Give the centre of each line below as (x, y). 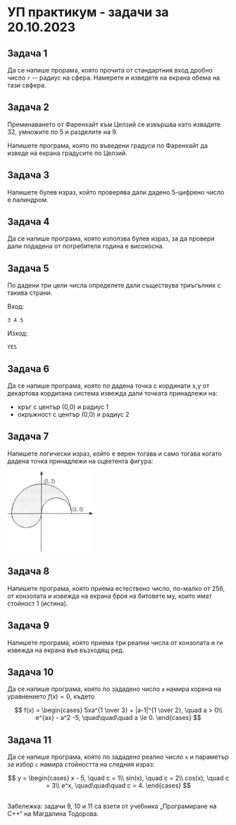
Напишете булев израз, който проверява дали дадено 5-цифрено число (116, 192)
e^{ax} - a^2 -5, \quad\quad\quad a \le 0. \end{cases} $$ (118, 718)
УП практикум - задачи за (88, 12)
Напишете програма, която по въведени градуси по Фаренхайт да (107, 145)
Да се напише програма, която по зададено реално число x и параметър (118, 757)
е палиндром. (28, 200)
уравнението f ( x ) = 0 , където (51, 697)
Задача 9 (29, 626)
